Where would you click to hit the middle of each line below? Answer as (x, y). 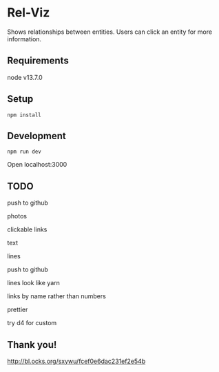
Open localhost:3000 (37, 165)
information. (24, 39)
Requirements (38, 61)
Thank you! (32, 345)
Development (37, 136)
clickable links (27, 229)
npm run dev (24, 152)
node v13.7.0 (25, 77)
